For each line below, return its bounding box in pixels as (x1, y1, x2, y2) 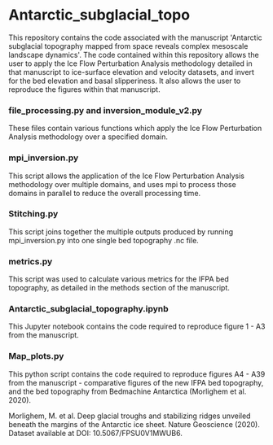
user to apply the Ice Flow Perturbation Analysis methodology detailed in (8, 59, 253, 68)
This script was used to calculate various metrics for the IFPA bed (8, 274, 230, 284)
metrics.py (8, 255, 53, 267)
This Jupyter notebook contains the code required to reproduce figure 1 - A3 (8, 321, 266, 331)
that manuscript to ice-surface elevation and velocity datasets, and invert (8, 67, 255, 76)
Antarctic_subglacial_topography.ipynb (8, 303, 169, 315)
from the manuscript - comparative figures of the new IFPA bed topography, (8, 377, 264, 387)
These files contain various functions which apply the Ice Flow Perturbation (8, 124, 262, 133)
